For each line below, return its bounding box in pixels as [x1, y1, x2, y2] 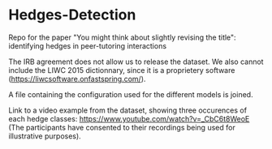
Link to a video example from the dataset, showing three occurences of [8, 105, 248, 115]
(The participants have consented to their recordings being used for [8, 122, 235, 132]
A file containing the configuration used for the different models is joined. [8, 89, 253, 99]
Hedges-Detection [8, 6, 136, 24]
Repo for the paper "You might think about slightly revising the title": [8, 32, 237, 42]
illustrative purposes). [8, 131, 81, 141]
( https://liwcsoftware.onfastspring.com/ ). [8, 74, 146, 83]
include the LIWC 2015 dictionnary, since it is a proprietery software [8, 65, 235, 74]
